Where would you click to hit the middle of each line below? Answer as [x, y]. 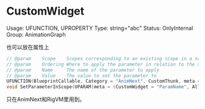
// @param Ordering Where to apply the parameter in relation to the [101, 64]
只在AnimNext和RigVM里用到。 [46, 99]
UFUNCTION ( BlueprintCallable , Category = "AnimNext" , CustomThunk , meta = [103, 81]
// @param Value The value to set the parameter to [81, 76]
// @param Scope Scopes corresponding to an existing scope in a [99, 58]
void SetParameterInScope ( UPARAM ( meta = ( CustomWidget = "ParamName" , [98, 87]
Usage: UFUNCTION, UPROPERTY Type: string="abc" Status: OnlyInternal [100, 28]
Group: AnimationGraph [36, 34]
